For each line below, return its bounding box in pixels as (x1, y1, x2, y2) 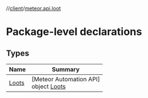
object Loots (31, 82, 66, 90)
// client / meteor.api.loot (6, 5, 61, 12)
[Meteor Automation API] (31, 75, 101, 83)
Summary (51, 66, 80, 73)
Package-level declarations (6, 26, 142, 38)
